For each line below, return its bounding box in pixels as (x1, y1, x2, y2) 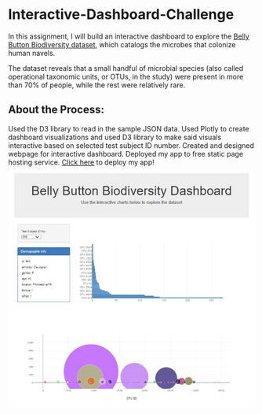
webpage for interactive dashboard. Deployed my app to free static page (8, 149, 244, 158)
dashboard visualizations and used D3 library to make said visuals (8, 132, 222, 142)
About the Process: (8, 103, 104, 116)
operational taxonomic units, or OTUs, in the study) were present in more (8, 72, 244, 81)
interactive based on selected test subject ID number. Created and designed (8, 140, 255, 150)
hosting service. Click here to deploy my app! (8, 157, 155, 167)
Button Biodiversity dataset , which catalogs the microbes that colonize (8, 39, 236, 49)
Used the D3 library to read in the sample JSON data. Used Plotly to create (8, 124, 249, 133)
